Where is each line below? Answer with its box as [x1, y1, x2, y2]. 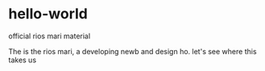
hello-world [8, 5, 89, 23]
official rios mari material [8, 31, 91, 41]
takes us [8, 55, 37, 65]
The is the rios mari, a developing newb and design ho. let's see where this [8, 46, 257, 56]
